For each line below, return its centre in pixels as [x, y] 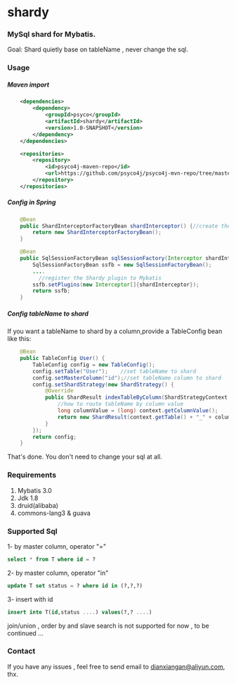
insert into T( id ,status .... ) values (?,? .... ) [80, 612]
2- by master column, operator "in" [58, 573]
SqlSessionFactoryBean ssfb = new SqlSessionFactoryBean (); [122, 265]
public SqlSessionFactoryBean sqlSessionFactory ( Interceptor [111, 259]
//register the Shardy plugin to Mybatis [100, 278]
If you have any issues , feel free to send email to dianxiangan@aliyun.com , [116, 666]
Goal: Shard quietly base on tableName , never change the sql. [98, 49]
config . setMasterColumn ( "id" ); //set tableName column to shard [127, 378]
